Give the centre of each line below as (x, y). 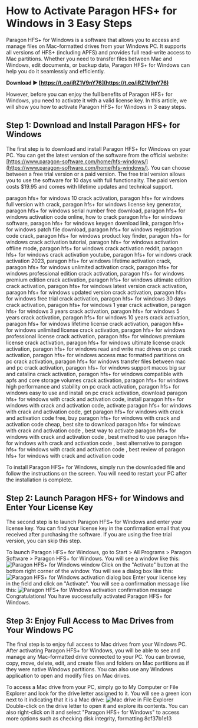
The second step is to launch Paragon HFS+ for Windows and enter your (94, 522)
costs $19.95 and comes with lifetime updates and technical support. (90, 186)
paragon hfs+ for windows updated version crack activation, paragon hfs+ (96, 292)
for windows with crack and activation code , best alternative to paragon (94, 443)
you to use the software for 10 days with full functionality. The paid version (97, 180)
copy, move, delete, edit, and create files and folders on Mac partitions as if (98, 663)
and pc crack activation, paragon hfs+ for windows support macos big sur (96, 367)
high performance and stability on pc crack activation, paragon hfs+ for (93, 386)
